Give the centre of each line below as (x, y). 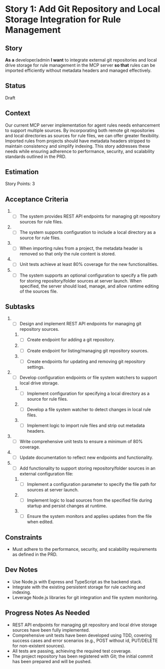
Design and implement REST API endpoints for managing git (81, 324)
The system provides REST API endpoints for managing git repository (90, 216)
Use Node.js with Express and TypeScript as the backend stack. (77, 581)
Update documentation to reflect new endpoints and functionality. (86, 457)
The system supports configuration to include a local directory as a (88, 232)
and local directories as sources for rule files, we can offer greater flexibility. (82, 135)
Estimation (22, 172)
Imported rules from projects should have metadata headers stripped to (78, 141)
